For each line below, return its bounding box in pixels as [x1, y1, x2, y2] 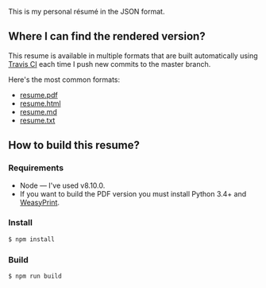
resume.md [19, 107, 57, 116]
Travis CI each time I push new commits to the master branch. [8, 59, 211, 68]
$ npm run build [8, 272, 62, 280]
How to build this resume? [8, 138, 141, 152]
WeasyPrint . [19, 197, 60, 207]
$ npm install [8, 235, 56, 243]
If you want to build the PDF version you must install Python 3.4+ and [19, 189, 247, 198]
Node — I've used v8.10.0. [19, 181, 106, 190]
